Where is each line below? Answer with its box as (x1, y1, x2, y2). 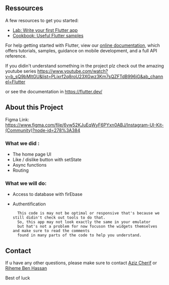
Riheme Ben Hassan (5, 265, 47, 271)
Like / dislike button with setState (12, 156, 82, 163)
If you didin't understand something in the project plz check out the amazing (5, 62, 164, 68)
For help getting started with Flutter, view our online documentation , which (5, 42, 160, 48)
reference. (5, 53, 27, 59)
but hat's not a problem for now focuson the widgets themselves (17, 224, 157, 229)
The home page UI (12, 151, 51, 157)
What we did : (5, 139, 40, 147)
